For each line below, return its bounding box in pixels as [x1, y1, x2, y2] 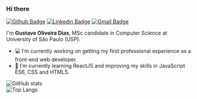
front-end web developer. [14, 56, 77, 63]
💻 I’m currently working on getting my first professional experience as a [14, 48, 191, 55]
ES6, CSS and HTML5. [14, 68, 70, 75]
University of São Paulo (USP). [6, 36, 81, 43]
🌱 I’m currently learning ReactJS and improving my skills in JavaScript [14, 62, 185, 70]
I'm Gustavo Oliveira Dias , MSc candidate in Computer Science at [6, 29, 167, 37]
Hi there [6, 5, 30, 13]
